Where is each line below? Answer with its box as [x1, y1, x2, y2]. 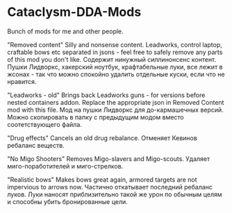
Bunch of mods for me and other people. [7, 27, 124, 35]
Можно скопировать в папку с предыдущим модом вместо [7, 112, 184, 121]
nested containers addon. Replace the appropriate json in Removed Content [7, 98, 224, 106]
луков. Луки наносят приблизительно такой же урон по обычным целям [7, 190, 222, 198]
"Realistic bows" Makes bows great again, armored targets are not [7, 175, 197, 184]
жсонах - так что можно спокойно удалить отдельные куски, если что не [7, 70, 225, 78]
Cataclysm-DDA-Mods [7, 4, 142, 20]
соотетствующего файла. [7, 120, 82, 128]
